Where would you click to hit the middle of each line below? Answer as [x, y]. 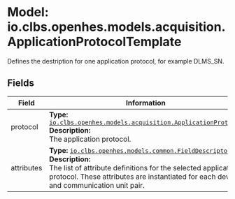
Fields [21, 83]
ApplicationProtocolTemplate [94, 42]
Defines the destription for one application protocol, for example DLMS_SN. [116, 61]
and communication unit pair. [97, 185]
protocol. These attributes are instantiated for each [132, 177]
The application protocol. [90, 139]
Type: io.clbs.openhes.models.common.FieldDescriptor [140, 150]
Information [145, 103]
